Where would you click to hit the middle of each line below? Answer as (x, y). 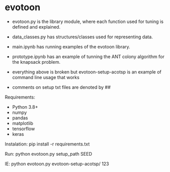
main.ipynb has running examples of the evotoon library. (71, 46)
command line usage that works (46, 77)
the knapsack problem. (36, 62)
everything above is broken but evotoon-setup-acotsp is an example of (87, 72)
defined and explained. (36, 27)
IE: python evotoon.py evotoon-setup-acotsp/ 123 (57, 164)
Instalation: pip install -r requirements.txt (47, 144)
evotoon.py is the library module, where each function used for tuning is (88, 21)
